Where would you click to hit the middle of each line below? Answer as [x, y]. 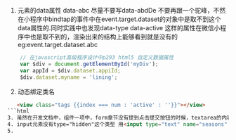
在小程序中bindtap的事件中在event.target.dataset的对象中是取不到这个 [119, 19]
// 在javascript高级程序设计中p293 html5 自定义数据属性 [97, 58]
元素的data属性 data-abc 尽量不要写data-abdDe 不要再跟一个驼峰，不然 [122, 10]
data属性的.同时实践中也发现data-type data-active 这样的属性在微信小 [119, 28]
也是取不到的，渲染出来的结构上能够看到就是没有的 [104, 37]
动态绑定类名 [36, 91]
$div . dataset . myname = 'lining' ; [69, 77]
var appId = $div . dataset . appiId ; [70, 70]
